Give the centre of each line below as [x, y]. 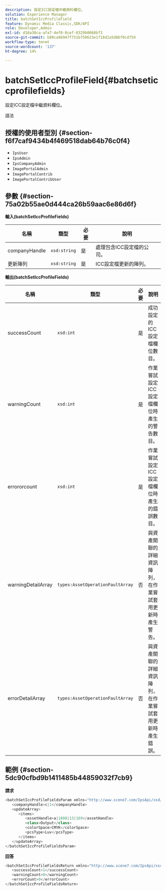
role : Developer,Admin [28, 28]
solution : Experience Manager [36, 14]
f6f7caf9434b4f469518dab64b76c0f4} [68, 141]
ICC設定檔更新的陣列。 [122, 264]
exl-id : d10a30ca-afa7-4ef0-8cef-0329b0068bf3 [54, 33]
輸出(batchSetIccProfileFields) [37, 277]
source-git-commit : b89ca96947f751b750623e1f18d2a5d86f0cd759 [70, 38]
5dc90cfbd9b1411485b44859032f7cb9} [69, 778]
